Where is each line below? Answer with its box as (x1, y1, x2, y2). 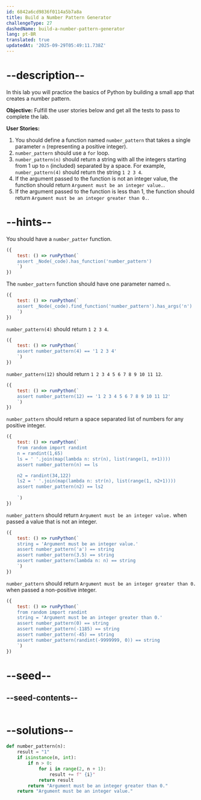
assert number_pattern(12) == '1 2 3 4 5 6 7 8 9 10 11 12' (17, 393, 171, 399)
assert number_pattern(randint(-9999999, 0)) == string (17, 637, 161, 643)
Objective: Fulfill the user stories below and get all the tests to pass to (6, 106, 181, 114)
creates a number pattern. (6, 95, 71, 102)
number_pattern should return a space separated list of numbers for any (6, 415, 184, 423)
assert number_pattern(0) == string (17, 620, 110, 627)
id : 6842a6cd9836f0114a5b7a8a (6, 8, 82, 15)
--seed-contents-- (6, 693, 78, 703)
